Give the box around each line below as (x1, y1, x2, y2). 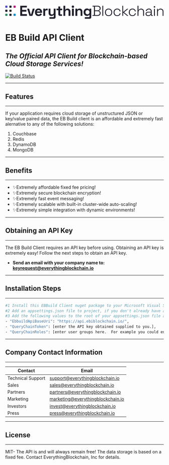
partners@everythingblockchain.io (49, 389, 121, 395)
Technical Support (7, 375, 46, 381)
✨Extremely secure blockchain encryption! (12, 190, 102, 196)
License (5, 431, 31, 439)
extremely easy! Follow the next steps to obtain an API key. (5, 250, 127, 256)
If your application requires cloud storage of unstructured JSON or (5, 110, 143, 116)
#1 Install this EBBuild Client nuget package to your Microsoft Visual (5, 303, 161, 308)
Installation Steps (5, 284, 61, 293)
